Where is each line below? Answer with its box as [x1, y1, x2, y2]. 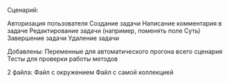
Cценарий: [7, 6, 39, 14]
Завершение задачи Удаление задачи [7, 34, 120, 42]
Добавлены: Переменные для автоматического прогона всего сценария [7, 48, 223, 55]
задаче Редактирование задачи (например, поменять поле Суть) [7, 27, 201, 35]
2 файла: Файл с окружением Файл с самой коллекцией [7, 68, 174, 76]
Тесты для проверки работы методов [7, 55, 118, 63]
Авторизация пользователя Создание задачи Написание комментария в [7, 19, 222, 27]
